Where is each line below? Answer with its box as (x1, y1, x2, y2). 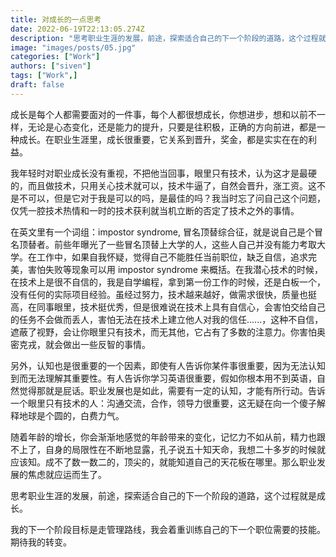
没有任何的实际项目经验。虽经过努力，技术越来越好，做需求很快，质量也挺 (10, 288, 317, 300)
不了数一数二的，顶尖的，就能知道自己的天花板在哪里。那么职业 (53, 456, 317, 468)
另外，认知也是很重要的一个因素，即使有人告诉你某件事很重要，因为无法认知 (10, 359, 326, 371)
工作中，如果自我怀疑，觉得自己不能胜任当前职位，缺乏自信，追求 (36, 251, 308, 263)
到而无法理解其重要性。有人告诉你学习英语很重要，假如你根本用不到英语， (10, 372, 317, 384)
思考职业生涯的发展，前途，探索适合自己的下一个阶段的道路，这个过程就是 (10, 489, 317, 501)
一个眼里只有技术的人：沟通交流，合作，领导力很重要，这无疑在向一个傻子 (10, 397, 317, 409)
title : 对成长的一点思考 (10, 14, 102, 25)
